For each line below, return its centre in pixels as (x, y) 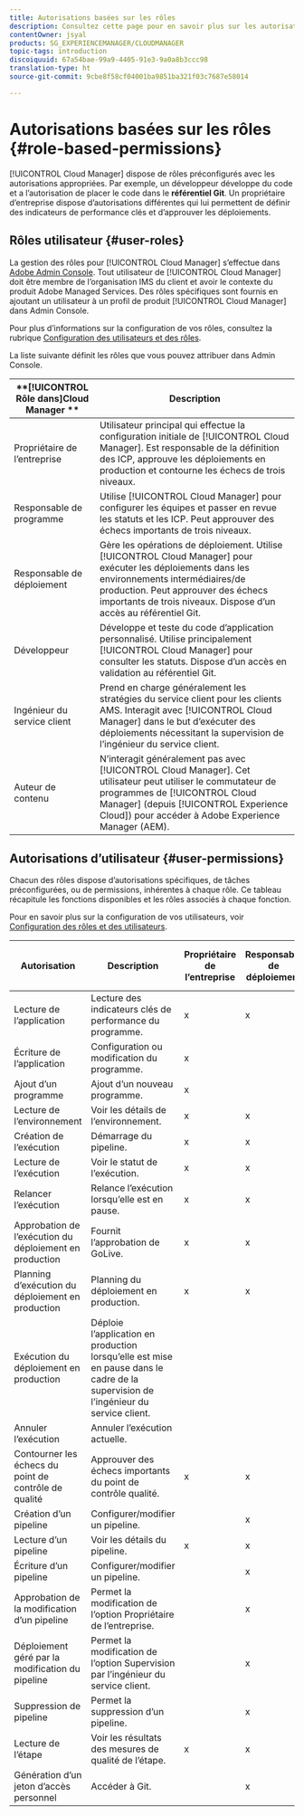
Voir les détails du (129, 1540)
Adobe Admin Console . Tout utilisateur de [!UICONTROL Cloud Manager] (145, 271)
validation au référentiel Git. (158, 672)
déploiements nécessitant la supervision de (192, 732)
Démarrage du (121, 1136)
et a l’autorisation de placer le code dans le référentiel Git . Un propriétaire (147, 193)
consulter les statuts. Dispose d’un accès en (193, 661)
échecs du (36, 1465)
